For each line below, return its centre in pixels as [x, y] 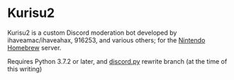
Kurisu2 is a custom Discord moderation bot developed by [92, 33]
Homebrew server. [34, 47]
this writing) [25, 69]
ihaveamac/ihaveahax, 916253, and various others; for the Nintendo [106, 40]
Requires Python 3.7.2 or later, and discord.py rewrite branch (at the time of [117, 61]
